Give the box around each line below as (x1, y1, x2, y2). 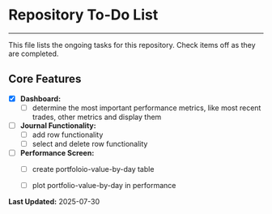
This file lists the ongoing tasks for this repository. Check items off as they (8, 40, 257, 49)
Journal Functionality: (19, 120, 96, 131)
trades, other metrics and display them (32, 112, 162, 122)
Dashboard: (19, 93, 62, 103)
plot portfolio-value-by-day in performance (32, 181, 176, 190)
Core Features (8, 72, 82, 86)
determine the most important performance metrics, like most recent (32, 103, 261, 113)
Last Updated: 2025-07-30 (8, 197, 100, 207)
